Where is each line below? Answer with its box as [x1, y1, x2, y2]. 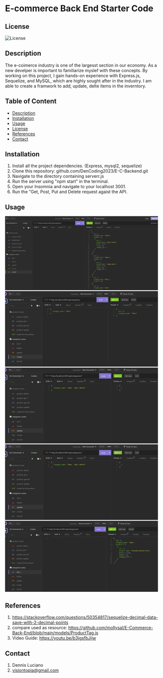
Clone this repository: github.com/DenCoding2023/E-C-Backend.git [12, 168, 148, 174]
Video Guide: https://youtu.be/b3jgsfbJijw [12, 635, 96, 641]
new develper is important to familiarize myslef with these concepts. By [5, 67, 148, 73]
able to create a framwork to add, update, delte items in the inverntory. [5, 83, 147, 89]
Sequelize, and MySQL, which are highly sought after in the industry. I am [5, 77, 152, 83]
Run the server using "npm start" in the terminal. [12, 178, 109, 184]
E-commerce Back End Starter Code [5, 3, 154, 14]
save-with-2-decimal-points [12, 620, 69, 625]
